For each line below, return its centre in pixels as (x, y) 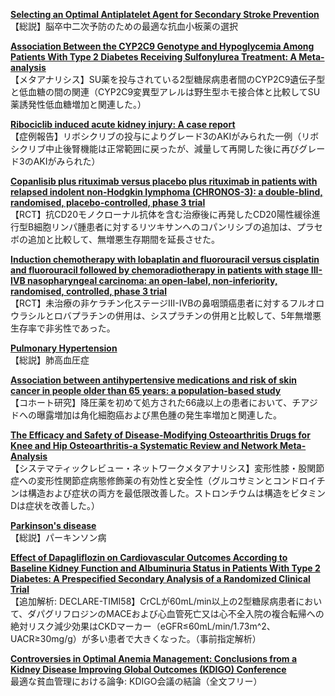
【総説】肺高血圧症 (50, 360)
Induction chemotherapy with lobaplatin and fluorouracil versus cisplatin (165, 259)
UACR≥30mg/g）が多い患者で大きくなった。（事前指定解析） (136, 638)
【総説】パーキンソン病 (58, 537)
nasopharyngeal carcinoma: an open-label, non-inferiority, (152, 280)
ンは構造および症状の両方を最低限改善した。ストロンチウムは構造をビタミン (168, 493)
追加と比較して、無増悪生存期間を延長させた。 (123, 239)
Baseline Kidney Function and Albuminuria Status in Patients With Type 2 (165, 568)
